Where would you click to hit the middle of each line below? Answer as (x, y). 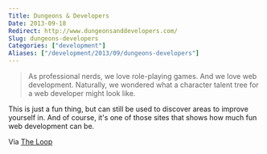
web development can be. (51, 126)
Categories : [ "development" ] (57, 46)
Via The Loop (31, 142)
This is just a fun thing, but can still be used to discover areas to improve (129, 109)
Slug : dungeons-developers (53, 38)
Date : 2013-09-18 (37, 23)
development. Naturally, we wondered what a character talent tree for (143, 85)
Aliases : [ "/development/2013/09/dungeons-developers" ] (104, 53)
